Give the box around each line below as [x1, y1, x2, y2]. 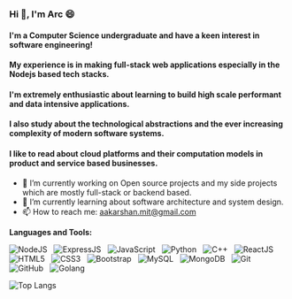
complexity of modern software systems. [9, 128, 165, 139]
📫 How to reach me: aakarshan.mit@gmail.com [21, 206, 196, 217]
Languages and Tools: [9, 226, 93, 237]
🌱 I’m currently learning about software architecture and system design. [21, 196, 284, 207]
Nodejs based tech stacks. [9, 69, 110, 80]
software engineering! [9, 39, 93, 50]
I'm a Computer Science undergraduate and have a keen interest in [9, 30, 260, 41]
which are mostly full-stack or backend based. [21, 187, 192, 197]
